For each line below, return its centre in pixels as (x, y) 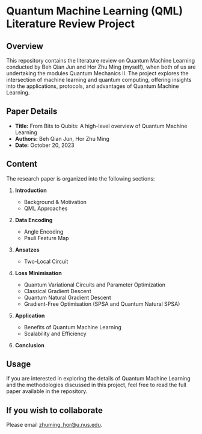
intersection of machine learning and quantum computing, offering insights (99, 80)
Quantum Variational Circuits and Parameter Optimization (95, 285)
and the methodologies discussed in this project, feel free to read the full (96, 385)
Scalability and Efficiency (55, 333)
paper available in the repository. (47, 391)
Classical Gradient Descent (57, 291)
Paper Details (32, 112)
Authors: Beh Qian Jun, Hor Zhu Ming (62, 138)
